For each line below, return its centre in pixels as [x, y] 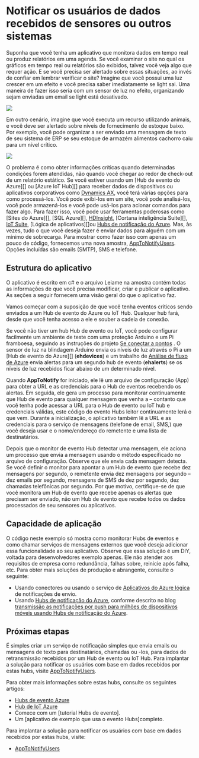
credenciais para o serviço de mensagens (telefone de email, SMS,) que [94, 424]
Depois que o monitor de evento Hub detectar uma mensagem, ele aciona [96, 448]
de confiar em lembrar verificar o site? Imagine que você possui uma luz [94, 78]
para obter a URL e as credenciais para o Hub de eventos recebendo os [94, 386]
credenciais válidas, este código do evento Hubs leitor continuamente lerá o [99, 412]
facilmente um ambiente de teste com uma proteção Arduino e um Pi [90, 337]
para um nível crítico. [32, 144]
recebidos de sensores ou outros [89, 23]
